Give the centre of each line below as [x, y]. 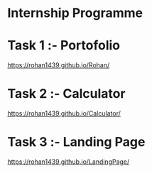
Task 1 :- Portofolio [64, 46]
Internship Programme [75, 13]
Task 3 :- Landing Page [76, 142]
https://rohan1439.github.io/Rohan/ [59, 65]
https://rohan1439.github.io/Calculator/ [64, 113]
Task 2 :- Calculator [66, 94]
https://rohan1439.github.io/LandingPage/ [69, 162]
